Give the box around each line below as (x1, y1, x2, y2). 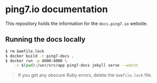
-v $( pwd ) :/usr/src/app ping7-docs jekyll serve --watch (14, 63, 138, 68)
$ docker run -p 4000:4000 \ (5, 58, 67, 63)
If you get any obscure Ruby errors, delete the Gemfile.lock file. (17, 72, 152, 78)
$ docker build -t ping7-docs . (5, 53, 74, 59)
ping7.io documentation (5, 4, 108, 15)
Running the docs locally (5, 35, 86, 44)
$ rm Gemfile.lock (5, 48, 44, 54)
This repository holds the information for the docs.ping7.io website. (5, 20, 148, 26)
